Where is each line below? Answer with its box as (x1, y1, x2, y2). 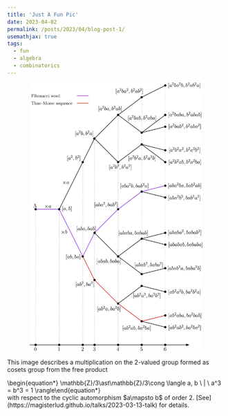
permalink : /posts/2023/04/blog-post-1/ (7, 26, 126, 32)
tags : (7, 40, 23, 48)
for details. (158, 401, 190, 409)
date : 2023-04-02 (7, 18, 57, 26)
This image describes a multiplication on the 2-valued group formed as (7, 358, 209, 366)
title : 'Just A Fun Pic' (7, 11, 79, 18)
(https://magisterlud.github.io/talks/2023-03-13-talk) (7, 401, 158, 409)
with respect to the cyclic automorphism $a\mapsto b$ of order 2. (7, 393, 195, 401)
